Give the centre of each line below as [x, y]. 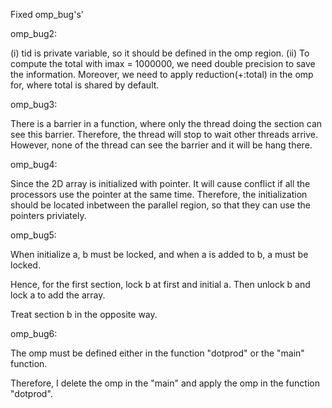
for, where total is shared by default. [85, 85]
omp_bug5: [33, 235]
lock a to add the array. [58, 295]
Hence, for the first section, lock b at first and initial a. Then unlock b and [160, 284]
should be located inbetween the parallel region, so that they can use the [160, 205]
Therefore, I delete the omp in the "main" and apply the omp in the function [165, 383]
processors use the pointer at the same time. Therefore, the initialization [159, 194]
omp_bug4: [34, 164]
